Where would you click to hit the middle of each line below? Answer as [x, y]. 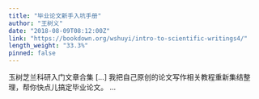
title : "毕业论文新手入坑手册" [55, 16]
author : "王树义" [36, 23]
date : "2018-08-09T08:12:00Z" [59, 31]
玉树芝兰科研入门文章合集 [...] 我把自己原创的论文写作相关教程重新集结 [126, 77]
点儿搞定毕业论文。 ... [80, 87]
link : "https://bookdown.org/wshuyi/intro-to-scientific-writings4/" [128, 38]
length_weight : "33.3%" [49, 46]
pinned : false [32, 53]
